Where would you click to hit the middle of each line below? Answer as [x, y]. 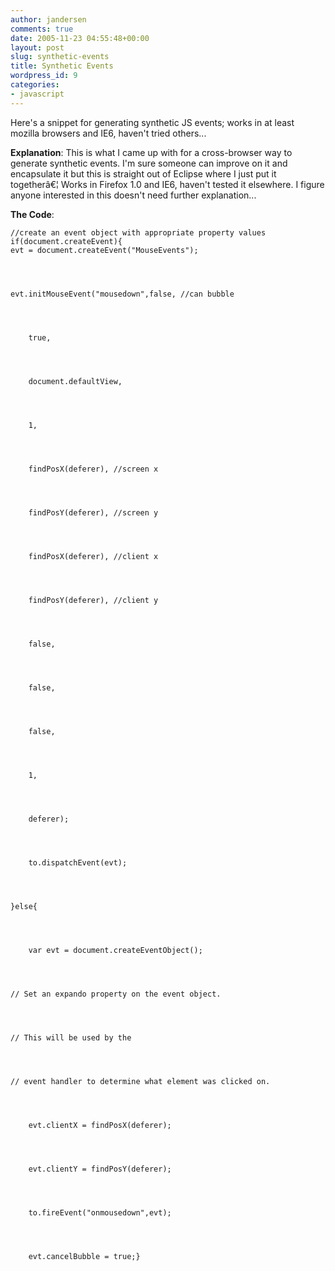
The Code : [32, 214]
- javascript [37, 94]
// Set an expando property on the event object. [116, 994]
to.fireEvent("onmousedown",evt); [100, 1212]
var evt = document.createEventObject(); [115, 950]
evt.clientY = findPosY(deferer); [100, 1169]
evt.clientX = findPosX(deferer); [100, 1125]
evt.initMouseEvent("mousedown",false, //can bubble [122, 294]
